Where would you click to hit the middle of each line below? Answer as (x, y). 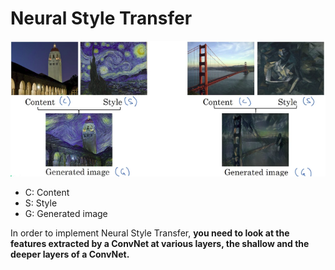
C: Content (47, 192)
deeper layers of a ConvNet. (70, 254)
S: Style (41, 203)
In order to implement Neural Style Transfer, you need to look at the (150, 233)
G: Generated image (66, 213)
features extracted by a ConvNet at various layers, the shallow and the (160, 243)
